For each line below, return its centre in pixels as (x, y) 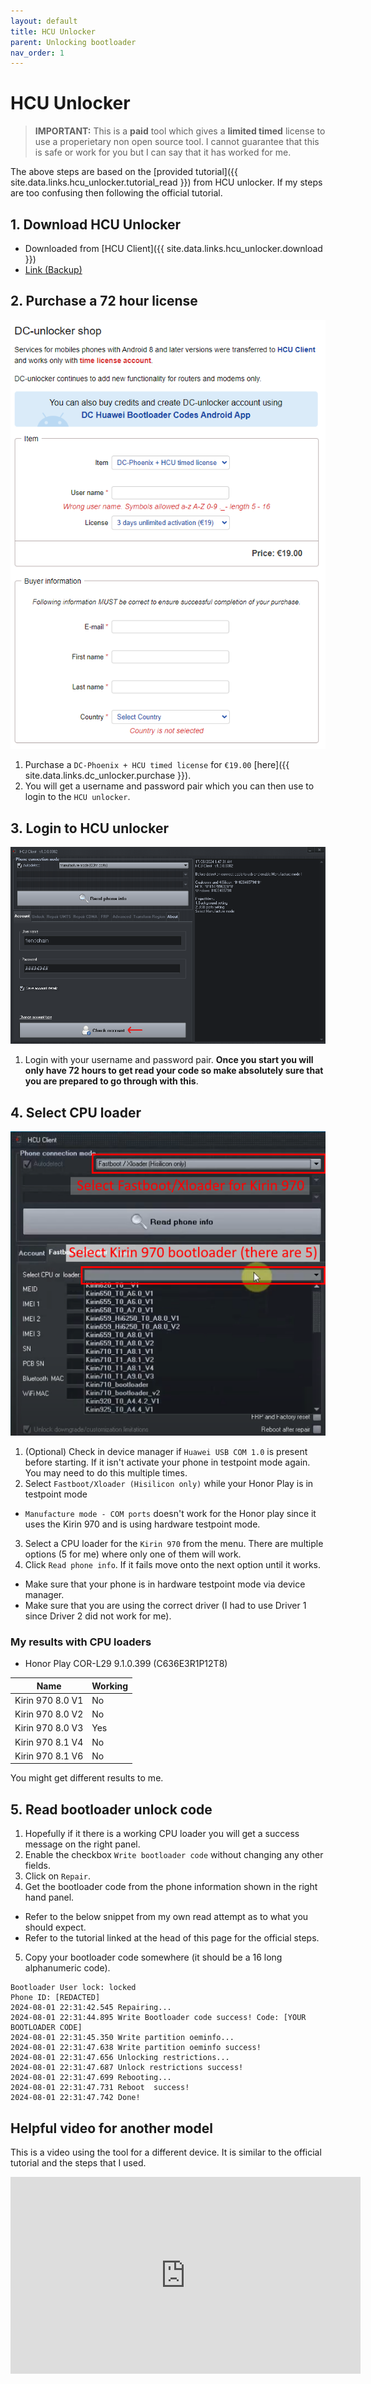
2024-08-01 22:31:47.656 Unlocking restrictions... (120, 2058)
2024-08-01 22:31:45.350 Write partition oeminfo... (122, 2038)
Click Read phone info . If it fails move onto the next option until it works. (173, 1564)
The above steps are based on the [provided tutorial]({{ (124, 172)
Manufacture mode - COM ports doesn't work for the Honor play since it (170, 1513)
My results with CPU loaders (81, 1642)
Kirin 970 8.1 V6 (49, 1756)
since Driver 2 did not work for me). (98, 1616)
